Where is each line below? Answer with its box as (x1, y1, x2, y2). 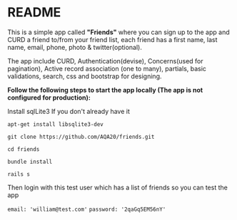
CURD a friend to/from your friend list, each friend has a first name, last (7, 35, 218, 43)
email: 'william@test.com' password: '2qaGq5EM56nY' (7, 206, 166, 213)
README (7, 4, 61, 21)
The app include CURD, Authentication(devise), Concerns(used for (7, 56, 203, 65)
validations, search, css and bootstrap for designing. (7, 72, 162, 80)
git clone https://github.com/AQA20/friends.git (7, 133, 155, 140)
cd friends (7, 145, 40, 153)
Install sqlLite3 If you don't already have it (7, 107, 131, 115)
